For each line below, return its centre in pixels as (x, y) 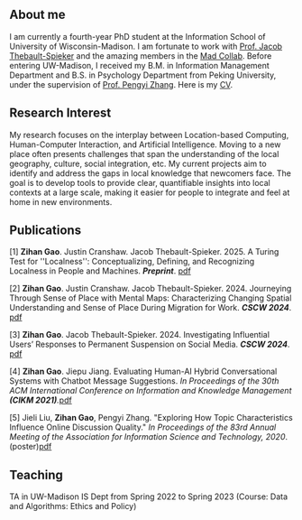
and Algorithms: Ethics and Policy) (73, 506)
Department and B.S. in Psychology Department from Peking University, (143, 75)
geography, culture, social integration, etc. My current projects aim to (138, 163)
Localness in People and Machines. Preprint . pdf (100, 271)
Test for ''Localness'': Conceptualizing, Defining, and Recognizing (132, 262)
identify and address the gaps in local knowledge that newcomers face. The (150, 173)
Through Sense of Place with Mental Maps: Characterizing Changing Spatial (151, 298)
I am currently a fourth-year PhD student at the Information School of (137, 36)
